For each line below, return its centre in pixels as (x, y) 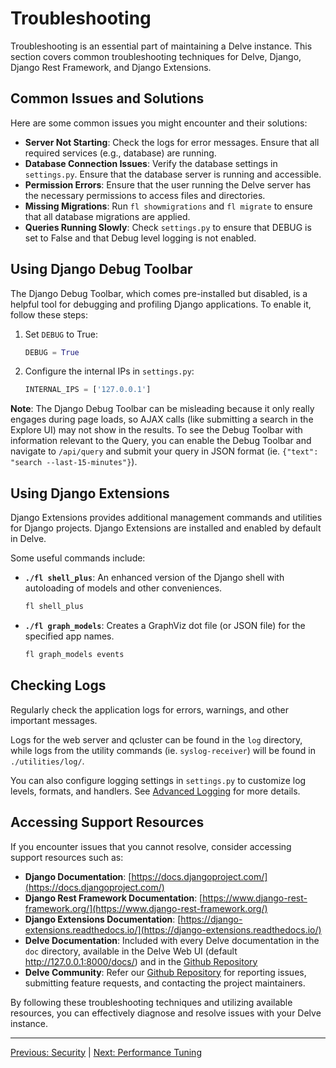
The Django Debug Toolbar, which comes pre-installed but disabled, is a (159, 293)
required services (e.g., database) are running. (120, 153)
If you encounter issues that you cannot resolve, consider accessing (151, 846)
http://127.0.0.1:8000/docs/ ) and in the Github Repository (141, 961)
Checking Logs (58, 685)
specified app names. (69, 636)
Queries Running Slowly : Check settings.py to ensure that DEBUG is (168, 227)
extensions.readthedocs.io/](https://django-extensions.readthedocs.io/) (173, 929)
